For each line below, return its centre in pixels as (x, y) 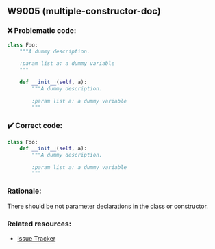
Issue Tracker (36, 238)
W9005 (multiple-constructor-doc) (84, 11)
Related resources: (39, 224)
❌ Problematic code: (42, 31)
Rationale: (24, 191)
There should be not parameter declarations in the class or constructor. (108, 206)
